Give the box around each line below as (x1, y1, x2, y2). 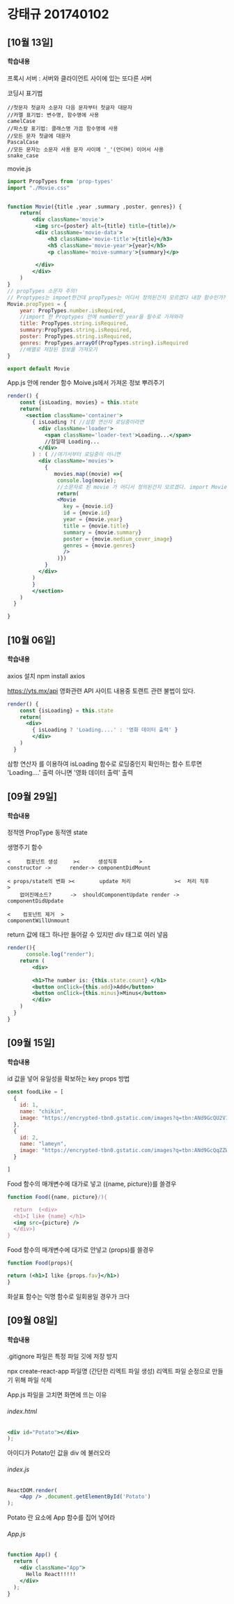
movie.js (7, 164, 31, 173)
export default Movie (7, 365, 70, 372)
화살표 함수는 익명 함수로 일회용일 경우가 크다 (7, 1292, 130, 1300)
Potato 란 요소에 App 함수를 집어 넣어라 (7, 1513, 116, 1522)
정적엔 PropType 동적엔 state (7, 829, 88, 837)
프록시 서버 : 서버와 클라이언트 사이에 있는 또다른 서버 (7, 74, 152, 82)
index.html (7, 1407, 38, 1415)
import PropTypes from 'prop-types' (7, 177, 114, 185)
